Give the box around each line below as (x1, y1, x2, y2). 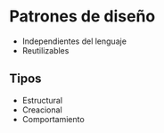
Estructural (21, 95, 63, 105)
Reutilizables (21, 45, 70, 55)
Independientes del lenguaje (21, 36, 127, 46)
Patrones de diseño (9, 6, 156, 27)
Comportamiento (21, 113, 85, 124)
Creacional (21, 104, 62, 115)
